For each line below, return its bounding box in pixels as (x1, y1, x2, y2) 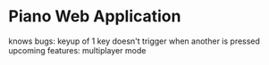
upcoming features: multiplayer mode (8, 45, 147, 55)
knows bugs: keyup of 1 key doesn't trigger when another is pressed (8, 36, 261, 46)
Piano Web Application (8, 6, 181, 27)
